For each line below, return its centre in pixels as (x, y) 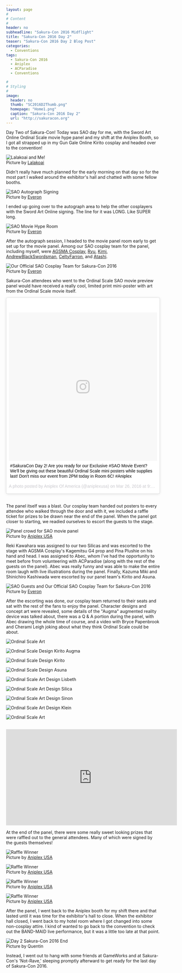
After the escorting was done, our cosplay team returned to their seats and (81, 601)
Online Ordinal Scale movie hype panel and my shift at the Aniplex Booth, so (82, 137)
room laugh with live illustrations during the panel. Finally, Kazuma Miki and (81, 571)
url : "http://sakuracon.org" (40, 118)
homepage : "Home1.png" (33, 109)
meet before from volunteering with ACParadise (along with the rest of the (81, 561)
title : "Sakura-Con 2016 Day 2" (39, 37)
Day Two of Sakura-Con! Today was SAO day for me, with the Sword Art (79, 132)
